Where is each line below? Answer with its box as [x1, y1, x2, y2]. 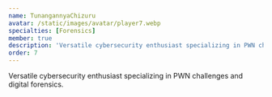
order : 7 [8, 49, 38, 57]
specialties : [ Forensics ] [8, 26, 96, 34]
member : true [8, 34, 53, 42]
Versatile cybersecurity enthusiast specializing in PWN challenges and [8, 71, 244, 80]
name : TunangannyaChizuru [8, 11, 96, 20]
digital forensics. [8, 79, 64, 89]
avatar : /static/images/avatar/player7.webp [8, 19, 161, 27]
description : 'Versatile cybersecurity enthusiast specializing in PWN [8, 42, 255, 50]
